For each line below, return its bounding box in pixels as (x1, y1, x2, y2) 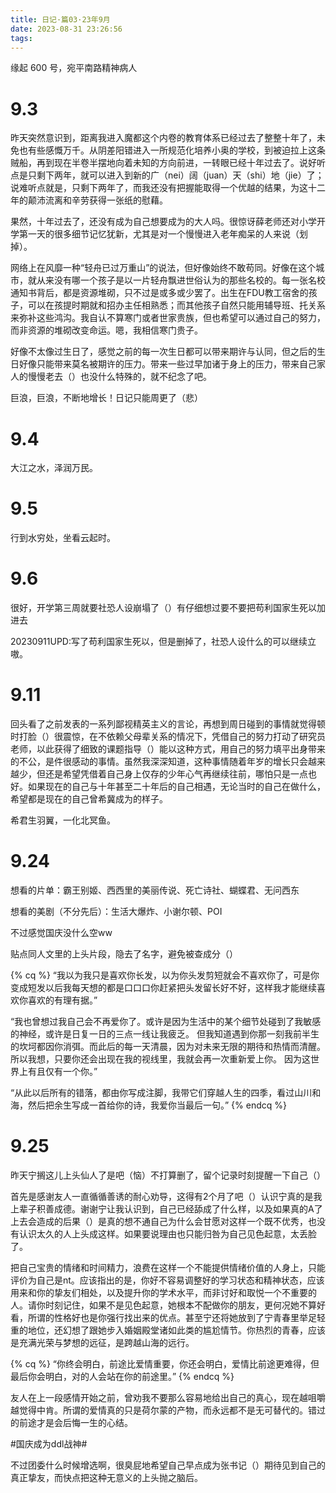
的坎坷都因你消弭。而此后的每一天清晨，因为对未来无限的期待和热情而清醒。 (10, 1041, 326, 1052)
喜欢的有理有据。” (27, 994, 98, 1006)
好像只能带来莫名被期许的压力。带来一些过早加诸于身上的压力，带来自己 (18, 358, 317, 370)
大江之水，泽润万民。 (10, 462, 98, 474)
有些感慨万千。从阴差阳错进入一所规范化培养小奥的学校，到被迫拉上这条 (27, 144, 326, 156)
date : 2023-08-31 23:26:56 (10, 24, 123, 34)
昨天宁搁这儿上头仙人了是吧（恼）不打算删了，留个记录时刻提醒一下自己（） (10, 1169, 326, 1181)
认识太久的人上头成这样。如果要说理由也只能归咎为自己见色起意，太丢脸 (18, 1227, 317, 1240)
